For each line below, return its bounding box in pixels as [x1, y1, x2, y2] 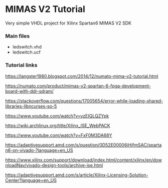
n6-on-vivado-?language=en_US [5, 147, 73, 153]
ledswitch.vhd [12, 44, 42, 50]
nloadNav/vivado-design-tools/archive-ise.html [5, 162, 103, 168]
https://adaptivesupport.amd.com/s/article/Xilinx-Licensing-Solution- [5, 171, 148, 178]
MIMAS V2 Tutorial [5, 3, 85, 15]
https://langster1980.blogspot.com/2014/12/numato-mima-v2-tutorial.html [5, 73, 158, 79]
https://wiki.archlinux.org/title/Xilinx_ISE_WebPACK [5, 122, 110, 128]
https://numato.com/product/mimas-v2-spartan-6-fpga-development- [5, 82, 151, 88]
